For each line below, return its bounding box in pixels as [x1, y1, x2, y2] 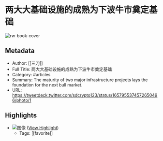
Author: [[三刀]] [12, 60, 43, 66]
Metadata [5, 47, 35, 55]
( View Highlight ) [26, 125, 59, 130]
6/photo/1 [12, 97, 31, 103]
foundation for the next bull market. [12, 82, 83, 87]
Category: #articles [12, 71, 51, 77]
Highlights [5, 112, 37, 120]
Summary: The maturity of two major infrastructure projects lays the [12, 77, 148, 83]
